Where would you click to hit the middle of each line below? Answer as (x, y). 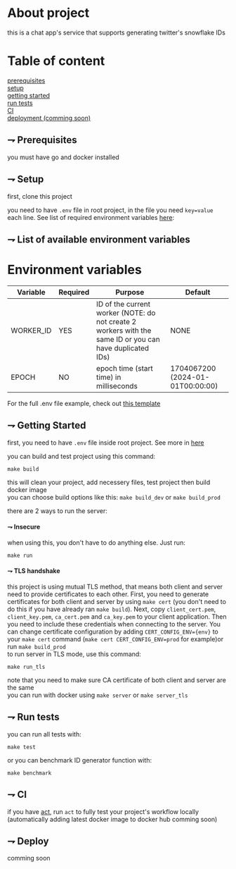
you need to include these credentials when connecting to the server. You (114, 624)
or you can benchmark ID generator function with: (80, 760)
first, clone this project (40, 196)
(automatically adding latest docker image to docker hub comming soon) (112, 819)
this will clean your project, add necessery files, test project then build (109, 482)
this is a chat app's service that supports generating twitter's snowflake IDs (117, 32)
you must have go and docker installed (63, 157)
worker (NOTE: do (126, 313)
